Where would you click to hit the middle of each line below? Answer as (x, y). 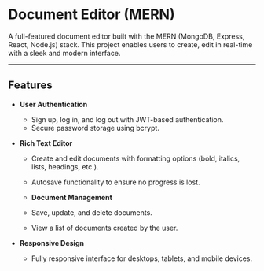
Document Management (71, 197)
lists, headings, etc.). (65, 166)
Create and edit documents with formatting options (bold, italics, (136, 158)
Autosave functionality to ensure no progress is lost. (115, 182)
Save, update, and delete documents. (92, 212)
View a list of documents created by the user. (104, 228)
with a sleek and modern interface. (64, 53)
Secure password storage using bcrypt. (95, 128)
